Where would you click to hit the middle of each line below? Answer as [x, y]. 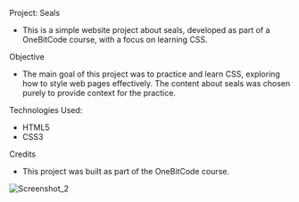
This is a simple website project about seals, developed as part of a [146, 30]
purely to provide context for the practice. [99, 93]
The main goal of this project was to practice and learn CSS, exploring [151, 74]
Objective [27, 57]
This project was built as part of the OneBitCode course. [126, 171]
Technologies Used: [46, 110]
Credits [23, 154]
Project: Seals [35, 13]
